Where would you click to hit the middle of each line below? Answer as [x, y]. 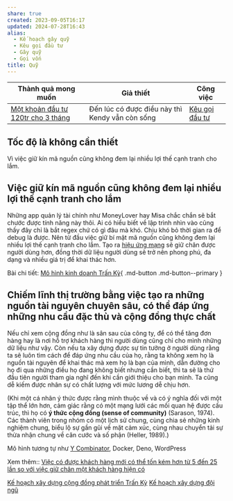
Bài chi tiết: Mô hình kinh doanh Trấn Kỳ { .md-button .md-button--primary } [115, 273]
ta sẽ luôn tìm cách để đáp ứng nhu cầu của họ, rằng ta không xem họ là [111, 355]
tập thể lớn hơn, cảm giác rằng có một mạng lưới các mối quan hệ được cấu [115, 405]
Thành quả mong [46, 89]
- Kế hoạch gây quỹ [42, 39]
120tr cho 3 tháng [41, 117]
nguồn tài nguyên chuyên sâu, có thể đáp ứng [108, 306]
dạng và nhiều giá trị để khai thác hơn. [62, 260]
